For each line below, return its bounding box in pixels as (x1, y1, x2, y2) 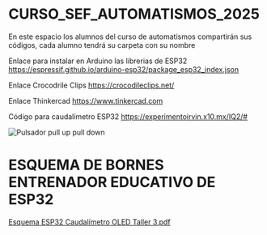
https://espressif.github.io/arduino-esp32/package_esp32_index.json (8, 64, 239, 74)
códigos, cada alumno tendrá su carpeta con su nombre (8, 40, 196, 49)
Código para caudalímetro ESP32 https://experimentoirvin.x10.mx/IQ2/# (8, 111, 248, 122)
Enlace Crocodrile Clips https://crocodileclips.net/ (8, 80, 175, 90)
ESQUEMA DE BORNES (8, 156, 164, 174)
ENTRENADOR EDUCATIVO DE (8, 173, 216, 191)
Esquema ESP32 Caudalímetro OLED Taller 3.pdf (8, 216, 172, 227)
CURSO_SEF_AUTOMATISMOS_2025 (8, 5, 261, 23)
